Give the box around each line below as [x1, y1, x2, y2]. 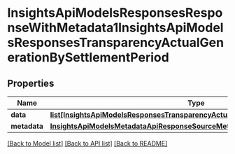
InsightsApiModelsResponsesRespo [7, 5, 223, 21]
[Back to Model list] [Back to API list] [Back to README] [7, 139, 168, 148]
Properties [7, 77, 55, 89]
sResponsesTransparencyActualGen [7, 35, 225, 50]
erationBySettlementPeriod [7, 50, 169, 66]
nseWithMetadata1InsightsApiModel [7, 20, 224, 36]
